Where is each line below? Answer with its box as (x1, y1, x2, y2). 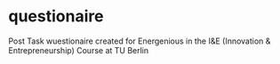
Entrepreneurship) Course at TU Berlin (8, 44, 149, 55)
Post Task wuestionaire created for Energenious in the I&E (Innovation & (8, 36, 271, 46)
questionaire (8, 6, 104, 27)
